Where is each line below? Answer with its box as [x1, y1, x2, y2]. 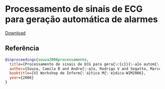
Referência [5, 44, 39, 52]
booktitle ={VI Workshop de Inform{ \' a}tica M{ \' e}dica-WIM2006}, [9, 71, 146, 76]
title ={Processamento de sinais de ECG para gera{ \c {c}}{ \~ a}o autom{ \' [9, 62, 162, 67]
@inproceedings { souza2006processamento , [5, 57, 89, 62]
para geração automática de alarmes [5, 14, 158, 25]
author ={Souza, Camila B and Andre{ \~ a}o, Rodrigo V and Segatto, [9, 66, 148, 71]
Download [5, 30, 26, 36]
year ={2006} [9, 75, 34, 80]
